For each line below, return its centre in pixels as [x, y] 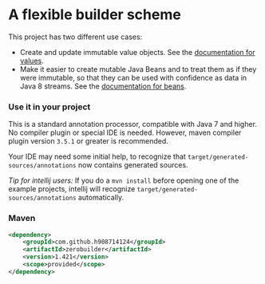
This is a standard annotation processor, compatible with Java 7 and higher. [133, 124]
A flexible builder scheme [95, 15]
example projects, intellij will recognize [72, 189]
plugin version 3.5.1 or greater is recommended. [89, 141]
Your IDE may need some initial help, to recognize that [97, 156]
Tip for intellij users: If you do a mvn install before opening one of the [124, 180]
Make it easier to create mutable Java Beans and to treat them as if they [138, 69]
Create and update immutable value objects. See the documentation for [137, 52]
